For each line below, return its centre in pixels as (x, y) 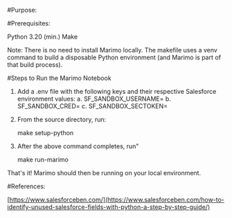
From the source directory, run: (62, 119)
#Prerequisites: (29, 23)
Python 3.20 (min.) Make (43, 37)
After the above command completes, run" (78, 146)
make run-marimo (43, 159)
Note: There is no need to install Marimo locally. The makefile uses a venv (113, 50)
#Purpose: (22, 10)
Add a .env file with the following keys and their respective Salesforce (117, 91)
